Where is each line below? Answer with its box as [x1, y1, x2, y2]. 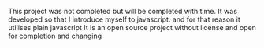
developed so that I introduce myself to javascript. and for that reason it [8, 15, 240, 24]
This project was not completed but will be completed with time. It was [8, 7, 238, 15]
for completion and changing [8, 31, 102, 40]
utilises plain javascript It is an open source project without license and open [8, 23, 256, 32]
